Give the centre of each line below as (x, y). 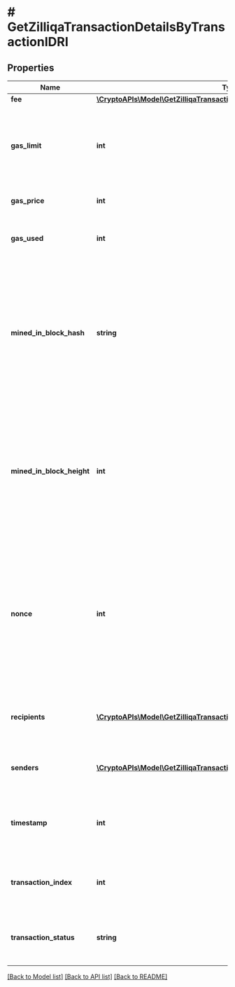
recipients (28, 717)
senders (25, 768)
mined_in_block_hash (48, 333)
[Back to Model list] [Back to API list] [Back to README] (87, 976)
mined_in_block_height (50, 471)
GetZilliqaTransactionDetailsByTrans (116, 27)
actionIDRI (38, 42)
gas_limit (26, 146)
